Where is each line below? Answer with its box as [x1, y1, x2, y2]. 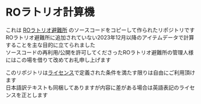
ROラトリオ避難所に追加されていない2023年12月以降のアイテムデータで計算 [5, 33, 194, 41]
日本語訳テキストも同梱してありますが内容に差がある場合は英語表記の [5, 84, 179, 91]
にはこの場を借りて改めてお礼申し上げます [5, 56, 111, 63]
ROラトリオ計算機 [5, 5, 94, 19]
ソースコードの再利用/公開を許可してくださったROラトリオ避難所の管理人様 [5, 48, 194, 56]
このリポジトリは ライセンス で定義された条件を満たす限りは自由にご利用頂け [5, 69, 196, 76]
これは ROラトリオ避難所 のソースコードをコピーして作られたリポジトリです [5, 26, 195, 33]
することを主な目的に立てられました [5, 41, 96, 48]
